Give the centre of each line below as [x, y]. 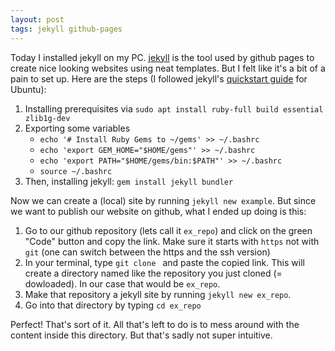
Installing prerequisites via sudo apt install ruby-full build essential [174, 108]
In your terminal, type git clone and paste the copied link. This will [164, 262]
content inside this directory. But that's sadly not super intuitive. [141, 335]
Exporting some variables [77, 128]
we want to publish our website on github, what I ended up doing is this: [158, 211]
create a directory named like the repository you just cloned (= [153, 273]
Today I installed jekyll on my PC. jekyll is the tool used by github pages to [162, 57]
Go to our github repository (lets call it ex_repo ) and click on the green [168, 230]
